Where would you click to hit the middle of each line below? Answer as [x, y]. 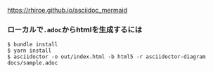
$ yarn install [30, 51]
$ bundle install [33, 45]
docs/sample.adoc [33, 63]
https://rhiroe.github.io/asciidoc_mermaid [67, 10]
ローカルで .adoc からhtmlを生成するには [75, 29]
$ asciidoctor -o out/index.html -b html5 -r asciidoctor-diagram [106, 57]
